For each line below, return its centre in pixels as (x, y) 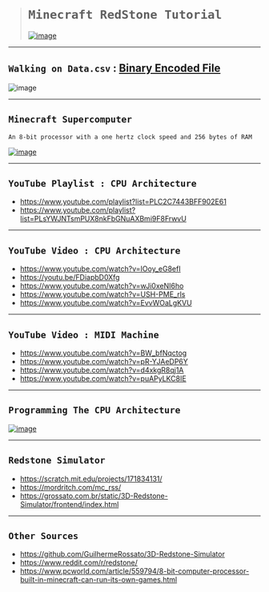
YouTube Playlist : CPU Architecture (102, 183)
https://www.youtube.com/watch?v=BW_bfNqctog (103, 353)
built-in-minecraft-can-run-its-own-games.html (98, 580)
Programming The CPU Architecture (94, 410)
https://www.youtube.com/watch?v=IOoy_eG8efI (100, 269)
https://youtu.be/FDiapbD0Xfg (70, 278)
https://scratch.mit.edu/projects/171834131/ (91, 478)
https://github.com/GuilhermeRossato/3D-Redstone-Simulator (122, 554)
